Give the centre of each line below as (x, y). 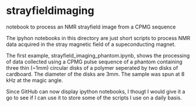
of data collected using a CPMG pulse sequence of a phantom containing (94, 62)
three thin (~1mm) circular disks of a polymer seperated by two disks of (92, 67)
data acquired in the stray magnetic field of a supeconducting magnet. (91, 44)
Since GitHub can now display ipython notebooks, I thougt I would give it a (96, 91)
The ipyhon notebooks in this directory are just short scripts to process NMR (98, 38)
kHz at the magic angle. (35, 80)
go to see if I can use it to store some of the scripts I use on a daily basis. (94, 98)
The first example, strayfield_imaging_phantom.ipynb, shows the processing (98, 55)
